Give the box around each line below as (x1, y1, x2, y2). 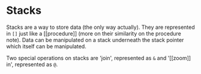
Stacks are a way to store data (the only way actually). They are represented (6, 23, 195, 31)
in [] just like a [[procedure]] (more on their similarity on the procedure (6, 29, 181, 37)
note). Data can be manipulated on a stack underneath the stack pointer (6, 36, 184, 43)
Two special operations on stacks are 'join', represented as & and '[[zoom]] (6, 54, 191, 61)
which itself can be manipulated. (6, 43, 87, 50)
